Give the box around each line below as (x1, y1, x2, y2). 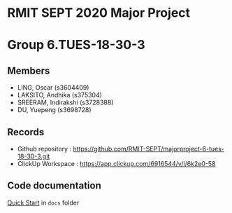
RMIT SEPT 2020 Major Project (7, 5, 191, 21)
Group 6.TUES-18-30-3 (7, 37, 145, 53)
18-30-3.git (17, 152, 50, 160)
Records (7, 126, 45, 138)
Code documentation (7, 180, 101, 192)
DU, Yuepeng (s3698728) (17, 106, 92, 114)
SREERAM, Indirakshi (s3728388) (17, 98, 114, 106)
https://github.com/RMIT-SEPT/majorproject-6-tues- (73, 145, 225, 153)
